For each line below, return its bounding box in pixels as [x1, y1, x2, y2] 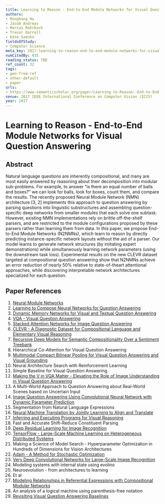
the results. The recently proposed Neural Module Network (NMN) [5, 194, 140, 200]
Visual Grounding [12, 357, 48, 363]
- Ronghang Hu [5, 16, 35, 21]
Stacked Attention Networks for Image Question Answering [12, 321, 132, 326]
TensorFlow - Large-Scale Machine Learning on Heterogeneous [12, 430, 142, 436]
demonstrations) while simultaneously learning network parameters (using [5, 246, 156, 252]
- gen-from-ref [5, 71, 37, 76]
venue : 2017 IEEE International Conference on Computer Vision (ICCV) [5, 94, 153, 99]
